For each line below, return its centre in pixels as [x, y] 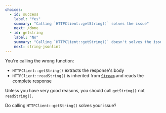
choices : [14, 10]
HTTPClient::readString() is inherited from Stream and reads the [78, 75]
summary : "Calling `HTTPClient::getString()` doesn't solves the [83, 42]
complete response [32, 81]
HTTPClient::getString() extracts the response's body [68, 70]
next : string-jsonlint [37, 47]
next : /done [26, 28]
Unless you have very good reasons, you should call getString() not [75, 90]
